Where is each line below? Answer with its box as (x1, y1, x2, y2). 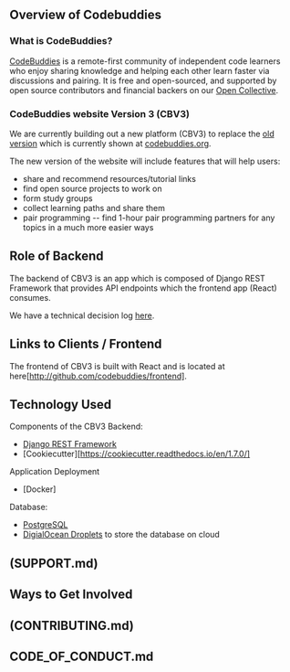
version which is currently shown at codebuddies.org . (9, 137, 212, 149)
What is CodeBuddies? (9, 35, 113, 48)
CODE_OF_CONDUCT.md (9, 648, 154, 664)
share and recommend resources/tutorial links (22, 173, 196, 184)
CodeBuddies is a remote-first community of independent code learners (9, 55, 281, 67)
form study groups (22, 192, 93, 204)
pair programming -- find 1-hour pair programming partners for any (22, 212, 275, 223)
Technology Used (9, 397, 112, 412)
